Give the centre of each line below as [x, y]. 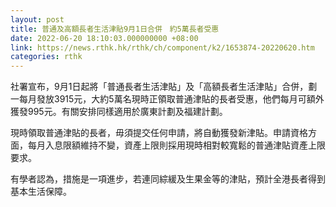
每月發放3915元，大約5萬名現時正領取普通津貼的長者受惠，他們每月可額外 [171, 99]
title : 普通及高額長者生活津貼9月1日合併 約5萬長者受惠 [115, 29]
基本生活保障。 [41, 192]
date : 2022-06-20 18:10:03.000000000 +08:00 [104, 38]
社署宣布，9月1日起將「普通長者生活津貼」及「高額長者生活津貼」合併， [159, 87]
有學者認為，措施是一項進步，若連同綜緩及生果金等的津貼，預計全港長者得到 [168, 179]
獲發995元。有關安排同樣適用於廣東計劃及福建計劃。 [119, 112]
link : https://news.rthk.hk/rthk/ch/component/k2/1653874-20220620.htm [162, 47]
